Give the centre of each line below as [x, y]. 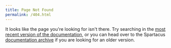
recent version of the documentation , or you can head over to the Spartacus [86, 34]
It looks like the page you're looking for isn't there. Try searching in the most [86, 29]
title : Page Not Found [29, 10]
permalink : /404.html [28, 15]
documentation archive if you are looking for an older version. [70, 40]
